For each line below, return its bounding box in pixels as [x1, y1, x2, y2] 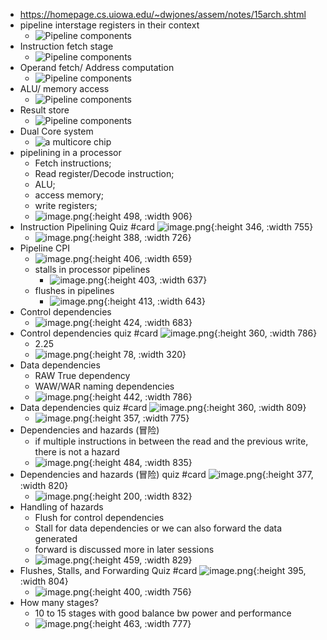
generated [34, 533, 78, 544]
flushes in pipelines [34, 285, 115, 296]
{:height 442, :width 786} [88, 391, 193, 403]
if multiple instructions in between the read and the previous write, [34, 435, 309, 447]
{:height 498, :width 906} [88, 210, 193, 222]
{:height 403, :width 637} [103, 274, 208, 286]
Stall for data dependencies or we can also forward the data [34, 522, 283, 534]
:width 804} [19, 575, 69, 587]
